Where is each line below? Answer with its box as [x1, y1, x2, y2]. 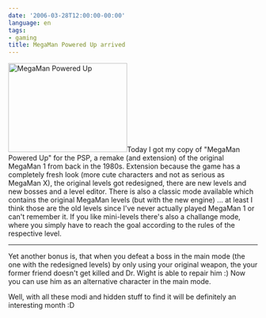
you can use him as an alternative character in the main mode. [8, 277, 211, 286]
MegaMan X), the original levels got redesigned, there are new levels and [8, 179, 247, 188]
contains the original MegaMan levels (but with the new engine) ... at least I [8, 195, 253, 205]
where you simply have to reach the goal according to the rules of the [8, 221, 235, 230]
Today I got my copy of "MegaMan [127, 145, 240, 154]
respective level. [8, 229, 62, 238]
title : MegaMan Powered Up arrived [8, 41, 126, 49]
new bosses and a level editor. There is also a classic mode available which [8, 187, 254, 196]
